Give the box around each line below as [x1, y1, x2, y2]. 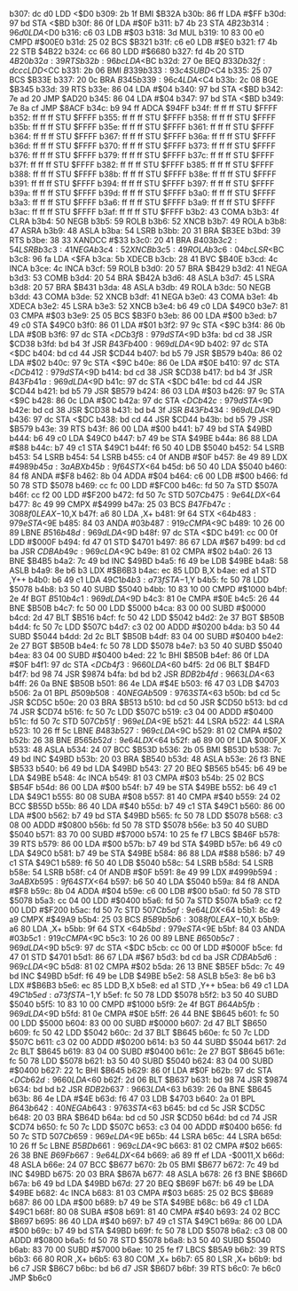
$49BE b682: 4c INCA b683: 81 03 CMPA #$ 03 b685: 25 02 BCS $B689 [9, 1188, 274, 1198]
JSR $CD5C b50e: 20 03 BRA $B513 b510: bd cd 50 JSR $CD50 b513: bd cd [9, 697, 288, 708]
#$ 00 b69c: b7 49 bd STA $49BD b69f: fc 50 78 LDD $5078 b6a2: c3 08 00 [9, 1225, 288, 1236]
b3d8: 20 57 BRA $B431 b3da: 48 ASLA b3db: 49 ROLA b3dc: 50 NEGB [9, 282, 271, 292]
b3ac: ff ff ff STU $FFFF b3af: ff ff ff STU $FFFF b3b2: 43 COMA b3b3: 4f [9, 207, 279, 217]
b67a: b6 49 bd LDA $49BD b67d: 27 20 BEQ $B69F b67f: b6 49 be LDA [9, 1178, 275, 1189]
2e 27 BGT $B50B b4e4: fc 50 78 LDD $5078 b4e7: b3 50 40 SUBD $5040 [9, 640, 283, 651]
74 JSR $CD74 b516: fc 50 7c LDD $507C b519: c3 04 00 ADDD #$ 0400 [9, 707, 274, 717]
